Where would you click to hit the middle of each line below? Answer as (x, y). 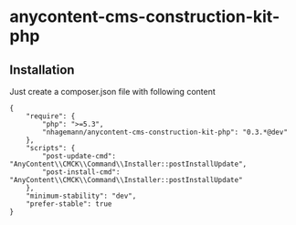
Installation (42, 70)
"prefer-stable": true (69, 204)
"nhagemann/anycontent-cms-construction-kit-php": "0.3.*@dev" (165, 132)
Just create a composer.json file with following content (113, 92)
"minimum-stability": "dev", (81, 196)
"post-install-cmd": (81, 172)
